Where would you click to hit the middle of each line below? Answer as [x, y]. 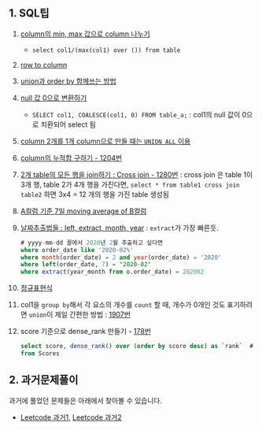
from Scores [40, 354]
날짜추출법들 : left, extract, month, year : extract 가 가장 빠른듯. [119, 228]
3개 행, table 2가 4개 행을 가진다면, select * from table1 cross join [130, 184]
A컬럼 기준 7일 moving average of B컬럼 [83, 211]
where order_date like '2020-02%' [77, 250]
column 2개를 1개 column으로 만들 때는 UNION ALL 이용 [105, 141]
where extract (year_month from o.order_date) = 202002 [112, 272]
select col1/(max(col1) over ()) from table [106, 50]
